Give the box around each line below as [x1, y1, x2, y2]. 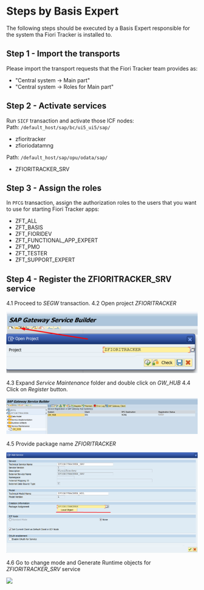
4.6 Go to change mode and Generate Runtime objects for [6, 559, 151, 566]
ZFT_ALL [15, 218, 38, 225]
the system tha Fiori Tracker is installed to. [6, 30, 112, 38]
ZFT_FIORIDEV [15, 230, 52, 238]
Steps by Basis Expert [6, 4, 119, 18]
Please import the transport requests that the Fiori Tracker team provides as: [6, 65, 198, 72]
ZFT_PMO [15, 243, 41, 251]
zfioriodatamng [15, 141, 53, 149]
